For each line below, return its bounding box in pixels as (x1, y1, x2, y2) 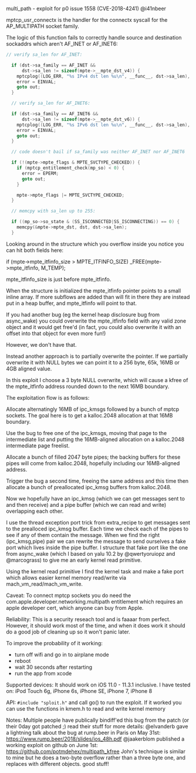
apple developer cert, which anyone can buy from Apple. (6, 604, 144, 611)
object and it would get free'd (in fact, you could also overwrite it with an (6, 323, 182, 330)
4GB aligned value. (6, 365, 52, 372)
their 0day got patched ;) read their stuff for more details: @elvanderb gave (6, 722, 188, 729)
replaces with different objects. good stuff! (6, 760, 109, 767)
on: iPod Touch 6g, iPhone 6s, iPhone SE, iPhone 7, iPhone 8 (6, 687, 153, 694)
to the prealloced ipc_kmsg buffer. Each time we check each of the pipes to (6, 525, 189, 532)
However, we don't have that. (6, 341, 77, 348)
